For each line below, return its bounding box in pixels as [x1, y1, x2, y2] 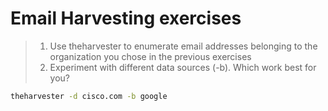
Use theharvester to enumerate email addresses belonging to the [49, 40, 318, 52]
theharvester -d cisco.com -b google [10, 91, 168, 101]
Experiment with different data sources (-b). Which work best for [49, 61, 317, 73]
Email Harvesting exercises [10, 7, 242, 30]
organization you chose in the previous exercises [49, 50, 252, 62]
